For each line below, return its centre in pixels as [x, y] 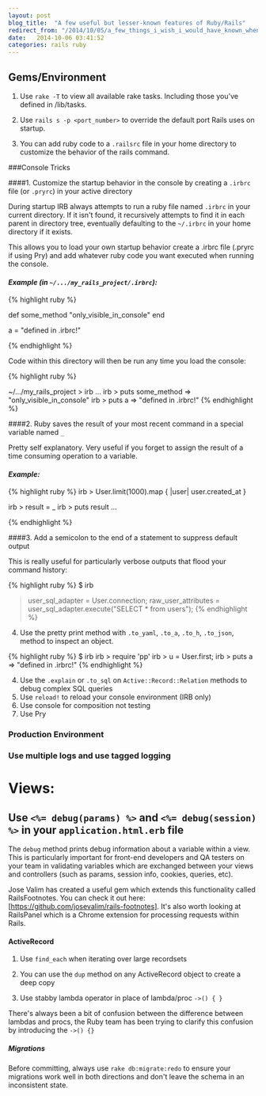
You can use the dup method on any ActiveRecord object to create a [130, 974]
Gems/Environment [57, 77]
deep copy [37, 983]
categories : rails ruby [47, 45]
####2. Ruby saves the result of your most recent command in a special [126, 424]
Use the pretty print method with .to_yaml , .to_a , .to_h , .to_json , [127, 633]
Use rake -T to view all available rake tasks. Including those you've [129, 96]
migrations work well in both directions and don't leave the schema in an [126, 1077]
